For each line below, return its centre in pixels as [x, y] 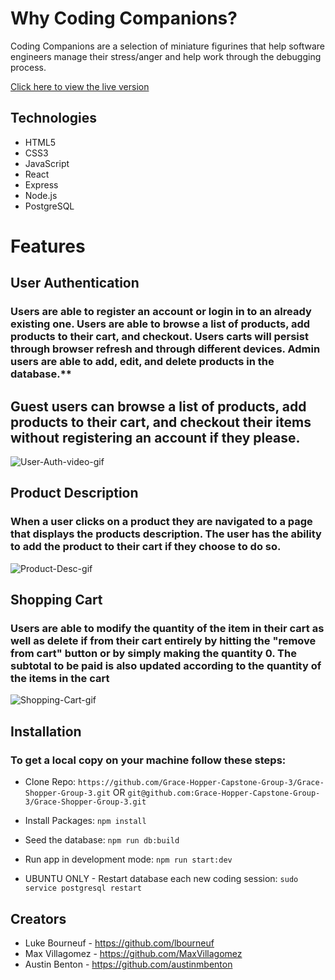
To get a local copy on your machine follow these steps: [148, 760]
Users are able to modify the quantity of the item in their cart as [167, 629]
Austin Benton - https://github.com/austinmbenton [128, 964]
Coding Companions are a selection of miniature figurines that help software [168, 46]
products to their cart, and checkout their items [161, 422]
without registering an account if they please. [155, 437]
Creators [38, 918]
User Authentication [75, 283]
